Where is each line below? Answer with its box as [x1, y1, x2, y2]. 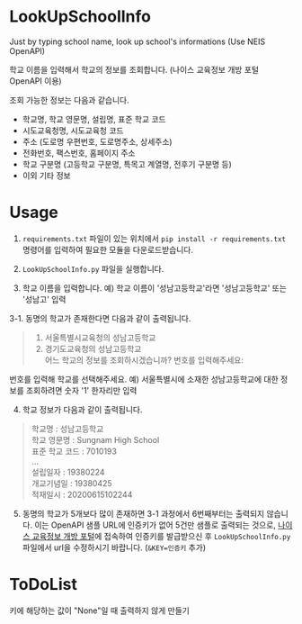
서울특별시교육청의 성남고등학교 [44, 331, 156, 343]
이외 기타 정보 [22, 169, 71, 181]
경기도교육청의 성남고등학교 [44, 343, 142, 354]
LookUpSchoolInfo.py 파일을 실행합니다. [22, 263, 164, 274]
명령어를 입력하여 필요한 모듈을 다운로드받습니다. [22, 244, 193, 255]
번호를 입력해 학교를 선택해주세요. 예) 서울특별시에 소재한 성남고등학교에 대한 [9, 374, 279, 384]
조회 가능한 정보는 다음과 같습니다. [9, 95, 129, 105]
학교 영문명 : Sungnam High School [31, 434, 160, 445]
